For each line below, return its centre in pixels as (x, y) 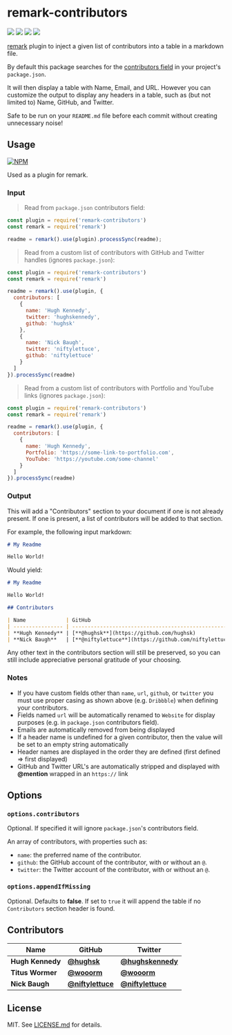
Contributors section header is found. (61, 908)
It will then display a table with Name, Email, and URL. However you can (109, 87)
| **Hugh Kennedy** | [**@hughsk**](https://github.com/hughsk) (101, 633)
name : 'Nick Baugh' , (55, 343)
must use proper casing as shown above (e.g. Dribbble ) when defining (118, 700)
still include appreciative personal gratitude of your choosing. (94, 660)
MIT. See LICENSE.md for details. (55, 1025)
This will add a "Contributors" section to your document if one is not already (115, 511)
